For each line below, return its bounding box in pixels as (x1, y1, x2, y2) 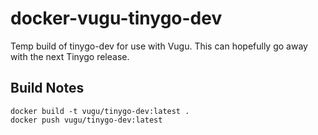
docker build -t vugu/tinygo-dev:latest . (10, 106, 190, 116)
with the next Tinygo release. (10, 50, 130, 62)
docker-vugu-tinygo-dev (10, 7, 223, 30)
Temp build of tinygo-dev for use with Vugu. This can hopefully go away (10, 40, 308, 52)
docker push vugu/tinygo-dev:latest (10, 115, 163, 125)
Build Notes (10, 80, 85, 97)
